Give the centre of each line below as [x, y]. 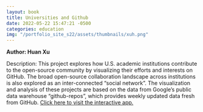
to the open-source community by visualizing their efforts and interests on [100, 70]
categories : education [35, 29]
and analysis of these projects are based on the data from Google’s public [99, 89]
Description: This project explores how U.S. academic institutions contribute [102, 64]
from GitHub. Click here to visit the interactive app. [70, 103]
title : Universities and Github [47, 18]
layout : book [23, 12]
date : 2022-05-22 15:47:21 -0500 [49, 23]
